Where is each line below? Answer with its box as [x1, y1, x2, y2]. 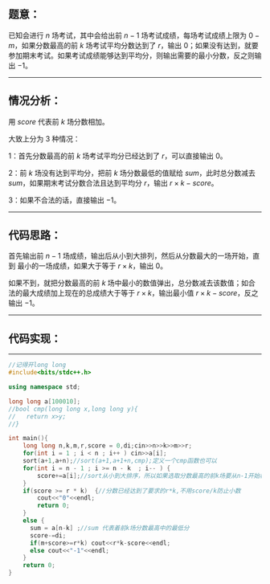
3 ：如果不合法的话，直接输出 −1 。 [8, 195, 121, 205]
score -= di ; [29, 531, 67, 540]
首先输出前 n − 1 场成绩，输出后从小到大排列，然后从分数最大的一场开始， [8, 251, 253, 261]
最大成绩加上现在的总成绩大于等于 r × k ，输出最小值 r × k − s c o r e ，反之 [22, 288, 259, 298]
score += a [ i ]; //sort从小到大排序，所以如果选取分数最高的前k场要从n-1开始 [37, 472, 260, 480]
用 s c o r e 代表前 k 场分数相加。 [8, 116, 110, 126]
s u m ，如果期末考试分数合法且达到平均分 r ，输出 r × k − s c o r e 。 [8, 178, 219, 187]
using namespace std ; [8, 383, 81, 391]
